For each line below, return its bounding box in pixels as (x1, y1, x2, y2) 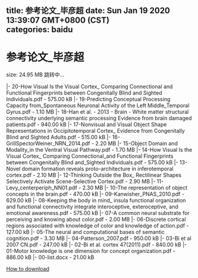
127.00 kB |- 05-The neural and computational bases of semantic (6, 229, 165, 236)
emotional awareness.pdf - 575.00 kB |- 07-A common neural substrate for (6, 210, 190, 217)
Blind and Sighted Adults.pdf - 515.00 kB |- (6, 133, 111, 141)
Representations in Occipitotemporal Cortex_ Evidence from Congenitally (6, 127, 186, 135)
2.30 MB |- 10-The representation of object (82, 184, 188, 192)
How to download (6, 265, 49, 273)
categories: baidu (6, 24, 73, 35)
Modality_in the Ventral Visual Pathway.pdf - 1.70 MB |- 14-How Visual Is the (6, 146, 193, 154)
